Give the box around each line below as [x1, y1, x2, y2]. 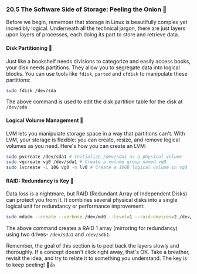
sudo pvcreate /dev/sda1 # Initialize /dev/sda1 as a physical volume [6, 154, 182, 160]
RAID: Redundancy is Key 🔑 [6, 177, 74, 184]
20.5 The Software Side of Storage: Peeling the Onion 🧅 [6, 5, 167, 13]
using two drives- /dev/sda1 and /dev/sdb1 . [6, 231, 111, 238]
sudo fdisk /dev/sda [6, 87, 57, 93]
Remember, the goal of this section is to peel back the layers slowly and [6, 242, 179, 249]
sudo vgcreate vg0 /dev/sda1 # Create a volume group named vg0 [6, 159, 167, 165]
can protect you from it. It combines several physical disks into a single [6, 197, 178, 204]
